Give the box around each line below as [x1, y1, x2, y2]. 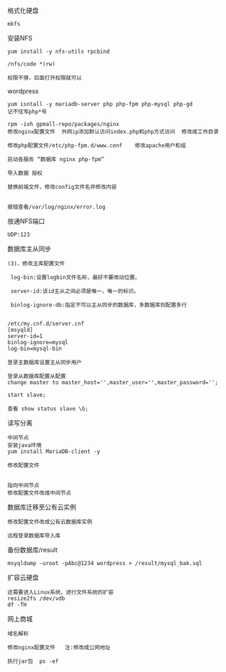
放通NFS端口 [7, 217, 45, 225]
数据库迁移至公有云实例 [7, 503, 76, 511]
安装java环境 [7, 442, 42, 449]
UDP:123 [7, 231, 31, 238]
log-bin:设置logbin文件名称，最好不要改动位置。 [10, 274, 140, 281]
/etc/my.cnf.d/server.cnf [7, 320, 84, 327]
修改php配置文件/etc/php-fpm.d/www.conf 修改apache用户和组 [7, 142, 187, 149]
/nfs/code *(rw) [7, 61, 56, 68]
